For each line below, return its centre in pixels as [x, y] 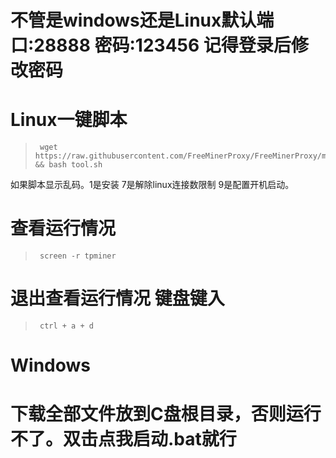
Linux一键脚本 [69, 120]
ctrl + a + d [66, 326]
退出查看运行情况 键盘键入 [117, 298]
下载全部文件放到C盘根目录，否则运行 [166, 414]
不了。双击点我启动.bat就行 [123, 439]
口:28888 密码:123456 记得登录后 [151, 45]
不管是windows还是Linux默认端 [142, 20]
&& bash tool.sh [68, 165]
